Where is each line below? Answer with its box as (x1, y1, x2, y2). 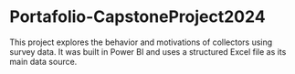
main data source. (9, 56, 78, 67)
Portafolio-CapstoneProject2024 (9, 6, 267, 27)
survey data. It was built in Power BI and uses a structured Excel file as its (9, 46, 287, 57)
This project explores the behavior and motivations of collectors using (9, 37, 273, 48)
